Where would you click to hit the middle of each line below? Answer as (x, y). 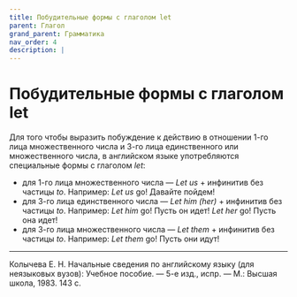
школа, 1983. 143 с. (45, 283)
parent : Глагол (37, 26)
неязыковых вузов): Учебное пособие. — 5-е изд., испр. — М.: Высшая (143, 274)
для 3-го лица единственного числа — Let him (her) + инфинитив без (152, 202)
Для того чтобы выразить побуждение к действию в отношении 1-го (139, 137)
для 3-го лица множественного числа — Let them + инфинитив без (148, 230)
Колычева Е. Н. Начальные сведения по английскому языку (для (132, 264)
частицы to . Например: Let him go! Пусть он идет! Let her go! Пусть (149, 211)
